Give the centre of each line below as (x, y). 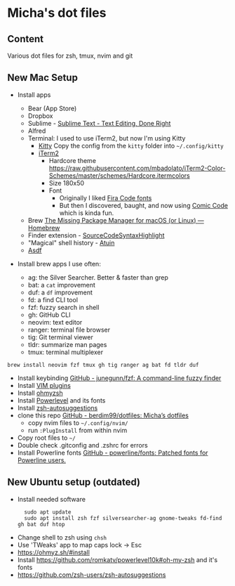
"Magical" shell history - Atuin (71, 242)
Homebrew (44, 228)
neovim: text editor (55, 322)
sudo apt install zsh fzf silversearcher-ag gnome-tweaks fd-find (123, 518)
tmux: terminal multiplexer (66, 352)
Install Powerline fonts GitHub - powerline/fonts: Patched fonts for (113, 452)
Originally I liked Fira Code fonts (106, 197)
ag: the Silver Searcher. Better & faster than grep (98, 277)
